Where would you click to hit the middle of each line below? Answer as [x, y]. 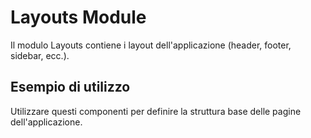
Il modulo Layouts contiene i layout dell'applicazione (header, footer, [151, 45]
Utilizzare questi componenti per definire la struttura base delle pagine [156, 111]
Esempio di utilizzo [70, 87]
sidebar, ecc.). [40, 55]
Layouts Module [78, 17]
